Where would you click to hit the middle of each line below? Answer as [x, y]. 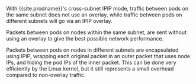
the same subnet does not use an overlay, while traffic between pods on [94, 15]
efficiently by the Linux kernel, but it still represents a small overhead [90, 69]
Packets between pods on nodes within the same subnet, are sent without [96, 32]
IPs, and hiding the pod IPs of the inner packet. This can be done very [91, 62]
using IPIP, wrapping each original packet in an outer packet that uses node [98, 56]
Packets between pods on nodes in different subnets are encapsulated [92, 50]
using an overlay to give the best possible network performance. [85, 38]
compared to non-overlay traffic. [46, 75]
